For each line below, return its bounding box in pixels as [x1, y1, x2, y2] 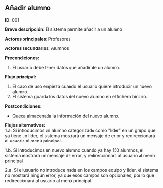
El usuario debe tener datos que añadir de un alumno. [12, 64, 121, 70]
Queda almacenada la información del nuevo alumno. [12, 113, 120, 118]
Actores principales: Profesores [5, 36, 71, 42]
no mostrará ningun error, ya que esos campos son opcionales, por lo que [5, 172, 154, 178]
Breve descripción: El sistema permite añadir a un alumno [5, 26, 122, 32]
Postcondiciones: [5, 103, 42, 109]
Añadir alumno [5, 4, 51, 12]
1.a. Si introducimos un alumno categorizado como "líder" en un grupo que [5, 127, 156, 133]
